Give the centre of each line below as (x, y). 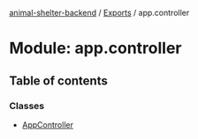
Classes (27, 106)
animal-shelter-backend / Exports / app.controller (99, 13)
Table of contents (58, 80)
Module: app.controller (95, 48)
